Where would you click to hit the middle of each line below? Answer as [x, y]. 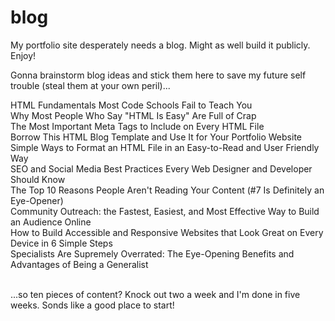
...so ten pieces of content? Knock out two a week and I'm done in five [155, 294]
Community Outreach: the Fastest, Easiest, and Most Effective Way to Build [165, 211]
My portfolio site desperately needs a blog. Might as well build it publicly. [160, 45]
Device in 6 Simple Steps [61, 243]
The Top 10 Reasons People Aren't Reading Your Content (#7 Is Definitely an [167, 190]
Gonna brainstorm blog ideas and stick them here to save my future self [158, 75]
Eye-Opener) [37, 200]
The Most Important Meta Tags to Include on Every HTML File [137, 126]
